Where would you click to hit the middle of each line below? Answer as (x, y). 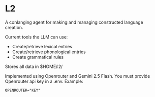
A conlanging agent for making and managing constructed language (74, 22)
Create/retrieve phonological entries (49, 52)
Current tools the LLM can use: (36, 37)
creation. (14, 27)
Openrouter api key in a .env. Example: (44, 81)
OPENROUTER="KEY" (23, 90)
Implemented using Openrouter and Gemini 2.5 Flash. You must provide (77, 76)
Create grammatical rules (38, 57)
